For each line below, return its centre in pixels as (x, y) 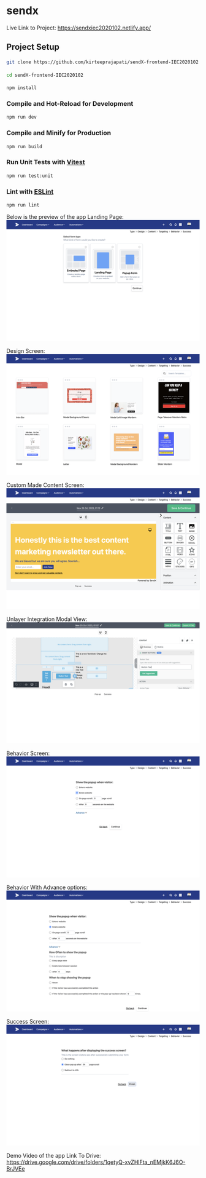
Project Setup (33, 47)
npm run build (25, 146)
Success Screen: (28, 1021)
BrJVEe (16, 1168)
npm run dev (21, 117)
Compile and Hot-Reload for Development (70, 104)
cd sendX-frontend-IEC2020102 (45, 75)
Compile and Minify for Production (59, 133)
